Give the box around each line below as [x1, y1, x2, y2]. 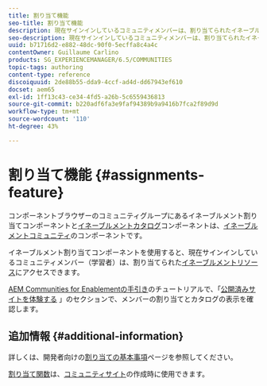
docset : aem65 [8, 85, 56, 94]
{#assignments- [95, 166, 205, 183]
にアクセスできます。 [15, 267, 84, 276]
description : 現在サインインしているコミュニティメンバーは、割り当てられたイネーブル [8, 26, 261, 34]
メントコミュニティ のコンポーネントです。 [8, 230, 147, 240]
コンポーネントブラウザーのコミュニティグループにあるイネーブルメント [8, 210, 244, 220]
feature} [8, 183, 64, 201]
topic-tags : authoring [8, 64, 83, 71]
